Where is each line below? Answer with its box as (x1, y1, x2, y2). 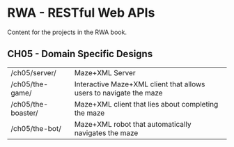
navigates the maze (74, 127, 139, 137)
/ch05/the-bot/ (10, 123, 61, 133)
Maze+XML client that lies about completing (74, 99, 219, 109)
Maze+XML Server (74, 68, 136, 77)
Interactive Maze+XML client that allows (74, 79, 205, 88)
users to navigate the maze (74, 88, 163, 98)
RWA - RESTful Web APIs (7, 5, 155, 21)
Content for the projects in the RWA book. (7, 28, 127, 36)
